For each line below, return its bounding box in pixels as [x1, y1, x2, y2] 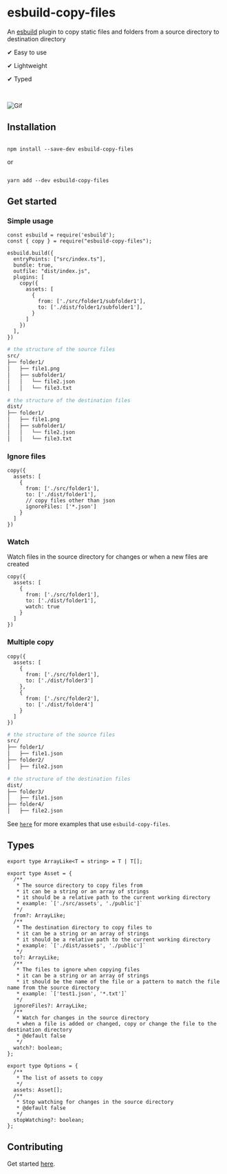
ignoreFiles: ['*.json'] [25, 503, 97, 510]
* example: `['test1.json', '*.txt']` [16, 990, 128, 997]
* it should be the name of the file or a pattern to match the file [16, 978, 220, 985]
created [7, 560, 30, 568]
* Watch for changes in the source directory [16, 1014, 149, 1021]
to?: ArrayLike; [13, 954, 60, 961]
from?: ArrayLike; [13, 912, 67, 919]
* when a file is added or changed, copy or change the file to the [16, 1020, 217, 1027]
